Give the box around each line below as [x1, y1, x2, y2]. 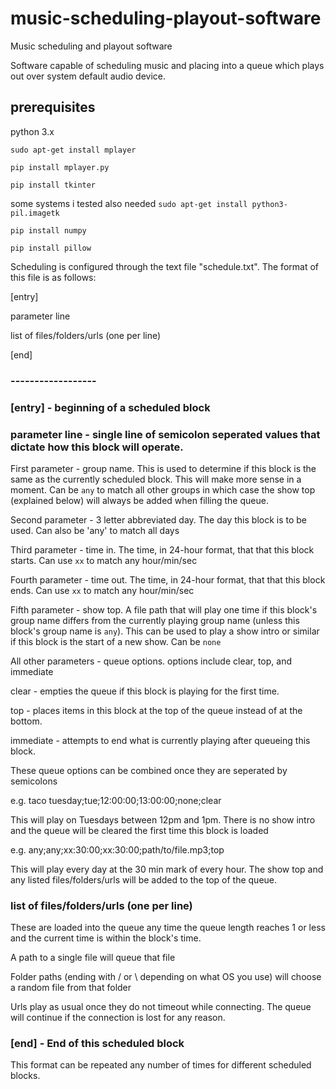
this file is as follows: [10, 271, 97, 283]
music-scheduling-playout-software [10, 7, 322, 30]
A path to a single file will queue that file [10, 952, 176, 964]
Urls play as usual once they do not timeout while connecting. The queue [10, 1001, 312, 1013]
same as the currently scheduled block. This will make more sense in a [10, 473, 302, 485]
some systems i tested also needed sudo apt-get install [10, 197, 248, 209]
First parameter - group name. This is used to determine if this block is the [10, 462, 317, 474]
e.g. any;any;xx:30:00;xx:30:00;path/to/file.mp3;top [10, 843, 225, 856]
